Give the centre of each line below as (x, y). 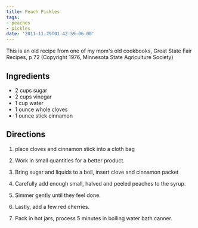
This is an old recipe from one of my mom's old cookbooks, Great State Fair (99, 51)
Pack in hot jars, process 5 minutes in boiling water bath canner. (94, 218)
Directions (26, 135)
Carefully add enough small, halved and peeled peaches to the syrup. (100, 183)
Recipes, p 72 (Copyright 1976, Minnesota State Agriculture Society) (90, 57)
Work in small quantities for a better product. (70, 160)
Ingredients (28, 76)
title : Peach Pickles (33, 12)
